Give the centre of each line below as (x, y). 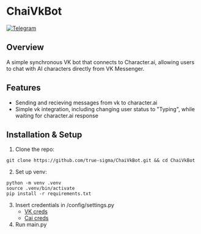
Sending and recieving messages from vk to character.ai (86, 103)
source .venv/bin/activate (41, 188)
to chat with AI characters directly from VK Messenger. (75, 68)
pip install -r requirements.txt (49, 194)
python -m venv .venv (34, 183)
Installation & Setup (44, 135)
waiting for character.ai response (57, 115)
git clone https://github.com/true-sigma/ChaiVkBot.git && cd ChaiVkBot (101, 161)
